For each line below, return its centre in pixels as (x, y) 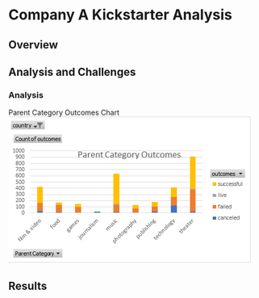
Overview (33, 45)
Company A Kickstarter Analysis (120, 15)
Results (28, 285)
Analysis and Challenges (72, 71)
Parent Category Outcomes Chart (64, 113)
